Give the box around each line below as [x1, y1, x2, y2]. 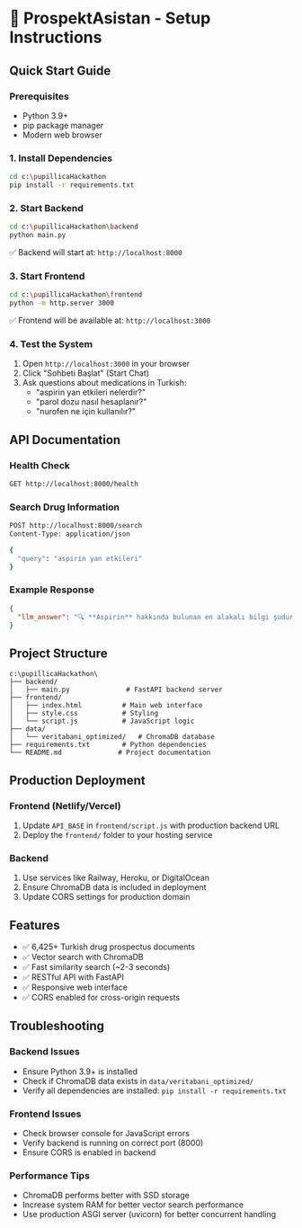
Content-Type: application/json [9, 529, 130, 538]
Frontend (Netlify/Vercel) [9, 799, 121, 812]
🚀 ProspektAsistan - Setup [9, 8, 211, 29]
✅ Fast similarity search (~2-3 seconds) [22, 962, 171, 973]
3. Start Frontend [9, 270, 85, 282]
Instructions [9, 27, 102, 48]
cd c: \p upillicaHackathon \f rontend [9, 290, 143, 299]
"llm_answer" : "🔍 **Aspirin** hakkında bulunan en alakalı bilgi [17, 612, 270, 621]
